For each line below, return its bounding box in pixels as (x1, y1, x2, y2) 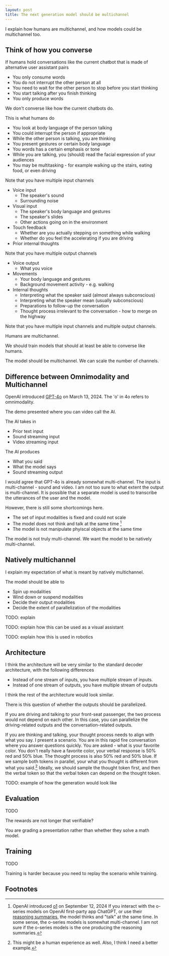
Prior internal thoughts (12, 241, 59, 247)
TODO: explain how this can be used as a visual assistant (5, 624, 124, 630)
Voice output (12, 260, 39, 266)
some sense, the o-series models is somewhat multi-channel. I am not (12, 919, 158, 925)
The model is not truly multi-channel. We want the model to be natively (5, 535, 152, 541)
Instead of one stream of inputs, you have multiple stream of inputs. (12, 677, 153, 683)
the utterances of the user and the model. (5, 495, 92, 501)
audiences (12, 157, 34, 163)
